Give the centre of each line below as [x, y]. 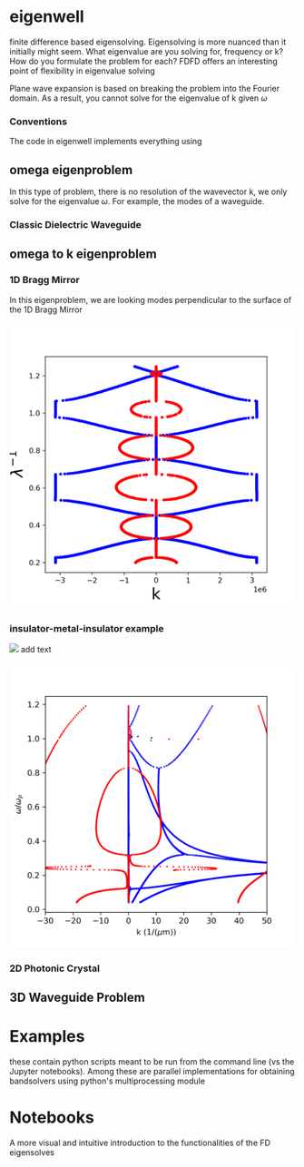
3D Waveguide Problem [77, 998]
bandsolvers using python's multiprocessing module [108, 1081]
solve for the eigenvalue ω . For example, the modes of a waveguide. [137, 201]
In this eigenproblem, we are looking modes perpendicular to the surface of [151, 299]
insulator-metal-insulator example [87, 628]
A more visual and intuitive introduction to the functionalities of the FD [140, 1143]
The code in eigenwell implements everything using [106, 142]
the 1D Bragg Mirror [46, 309]
